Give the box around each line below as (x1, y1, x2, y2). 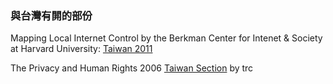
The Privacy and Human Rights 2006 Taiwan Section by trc (10, 62, 254, 74)
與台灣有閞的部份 (10, 8, 93, 22)
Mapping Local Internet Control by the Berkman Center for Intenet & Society (10, 32, 323, 44)
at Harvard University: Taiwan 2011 (10, 43, 153, 55)
